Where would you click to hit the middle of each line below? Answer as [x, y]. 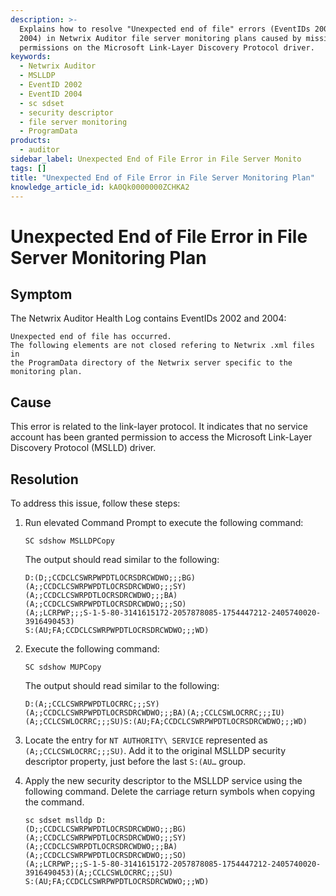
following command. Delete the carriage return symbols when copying [170, 791]
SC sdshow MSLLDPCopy [69, 541]
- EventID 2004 [51, 94]
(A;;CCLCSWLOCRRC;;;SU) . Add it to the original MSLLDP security [155, 750]
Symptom [41, 294]
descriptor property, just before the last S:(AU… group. [135, 761]
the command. [54, 802]
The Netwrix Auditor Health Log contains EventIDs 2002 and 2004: [148, 318]
